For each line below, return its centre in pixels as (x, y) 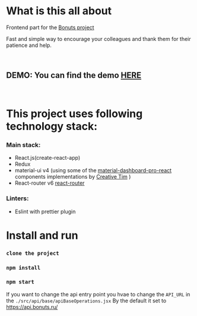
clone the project (33, 253)
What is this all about (59, 11)
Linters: (18, 198)
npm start (20, 282)
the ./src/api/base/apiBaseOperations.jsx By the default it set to (86, 301)
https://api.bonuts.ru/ (32, 306)
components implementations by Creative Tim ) (73, 177)
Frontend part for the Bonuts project (50, 27)
